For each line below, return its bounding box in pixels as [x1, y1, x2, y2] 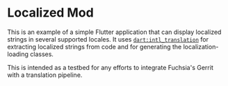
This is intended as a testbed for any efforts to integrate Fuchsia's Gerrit [7, 63, 213, 71]
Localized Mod [7, 5, 94, 21]
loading [7, 50, 29, 58]
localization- [183, 42, 219, 51]
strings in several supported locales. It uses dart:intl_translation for [7, 35, 209, 43]
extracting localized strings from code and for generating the [7, 42, 182, 51]
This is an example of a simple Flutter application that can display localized [7, 28, 222, 36]
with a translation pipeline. [7, 71, 83, 79]
